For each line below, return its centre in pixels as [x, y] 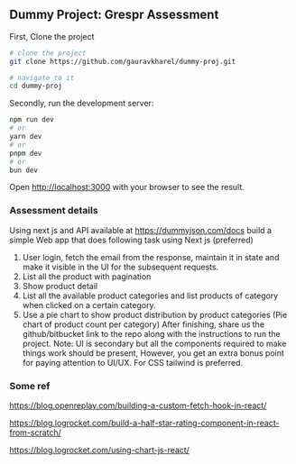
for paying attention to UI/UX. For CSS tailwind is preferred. [133, 362]
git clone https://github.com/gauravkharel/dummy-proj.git [123, 61]
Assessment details [54, 211]
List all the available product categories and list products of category [150, 296]
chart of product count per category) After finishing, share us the [143, 324]
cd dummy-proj [36, 86]
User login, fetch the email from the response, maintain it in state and [151, 257]
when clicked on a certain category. [89, 305]
